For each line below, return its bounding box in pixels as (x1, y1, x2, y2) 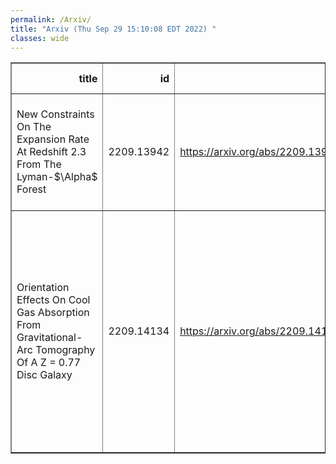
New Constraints (16, 107, 95, 121)
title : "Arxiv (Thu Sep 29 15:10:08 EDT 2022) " (10, 24, 217, 34)
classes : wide (10, 33, 70, 43)
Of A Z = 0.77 (16, 356, 82, 370)
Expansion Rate (16, 132, 90, 146)
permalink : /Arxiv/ (10, 14, 92, 25)
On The (16, 120, 52, 134)
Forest (16, 182, 47, 196)
